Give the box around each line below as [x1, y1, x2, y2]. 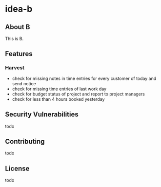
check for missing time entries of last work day [12, 86, 106, 92]
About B [5, 23, 30, 31]
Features [5, 50, 33, 58]
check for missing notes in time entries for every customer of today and [12, 75, 157, 81]
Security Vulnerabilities [5, 111, 79, 119]
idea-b [5, 3, 33, 15]
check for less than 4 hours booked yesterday [12, 96, 105, 102]
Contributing [5, 137, 45, 146]
